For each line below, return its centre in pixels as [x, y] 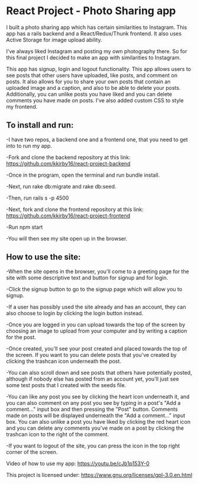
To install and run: [40, 125]
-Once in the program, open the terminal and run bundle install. [83, 175]
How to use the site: [43, 257]
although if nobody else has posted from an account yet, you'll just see [92, 379]
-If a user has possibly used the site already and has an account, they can [96, 307]
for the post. [21, 337]
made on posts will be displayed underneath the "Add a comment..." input [96, 415]
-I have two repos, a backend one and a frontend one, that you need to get [97, 139]
